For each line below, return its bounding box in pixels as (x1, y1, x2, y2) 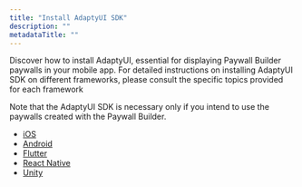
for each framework (9, 84, 84, 95)
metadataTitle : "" (9, 30, 79, 39)
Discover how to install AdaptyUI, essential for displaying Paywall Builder (9, 55, 282, 66)
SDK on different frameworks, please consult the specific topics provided (9, 74, 284, 85)
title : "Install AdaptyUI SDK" (9, 13, 128, 23)
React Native (22, 158, 71, 169)
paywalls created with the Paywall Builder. (9, 111, 167, 123)
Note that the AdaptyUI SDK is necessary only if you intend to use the (9, 102, 270, 113)
